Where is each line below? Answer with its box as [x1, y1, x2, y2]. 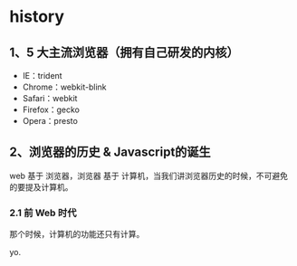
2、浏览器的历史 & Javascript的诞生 [9, 145, 211, 160]
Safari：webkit [22, 93, 78, 103]
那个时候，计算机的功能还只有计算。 [9, 229, 145, 240]
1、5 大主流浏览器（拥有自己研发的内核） [9, 44, 240, 60]
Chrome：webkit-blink [22, 81, 107, 92]
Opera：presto [22, 116, 79, 126]
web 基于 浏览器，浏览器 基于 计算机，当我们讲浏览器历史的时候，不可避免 [9, 170, 288, 181]
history [9, 6, 65, 27]
